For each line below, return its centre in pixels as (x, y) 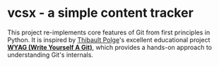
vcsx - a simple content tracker (101, 13)
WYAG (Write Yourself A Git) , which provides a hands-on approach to (109, 47)
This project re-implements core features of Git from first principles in (109, 32)
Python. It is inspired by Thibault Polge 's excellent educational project (109, 39)
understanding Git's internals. (51, 55)
